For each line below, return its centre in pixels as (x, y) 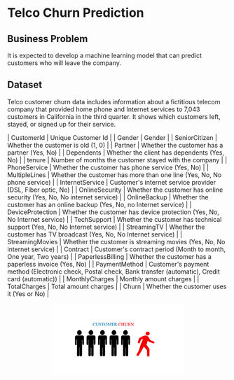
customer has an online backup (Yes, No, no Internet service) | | (99, 204)
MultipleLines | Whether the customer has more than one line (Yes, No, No (115, 175)
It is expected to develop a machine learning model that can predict (104, 55)
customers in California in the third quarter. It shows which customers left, (114, 116)
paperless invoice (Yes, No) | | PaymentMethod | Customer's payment (108, 264)
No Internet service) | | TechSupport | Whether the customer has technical (115, 219)
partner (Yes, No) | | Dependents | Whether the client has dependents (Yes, (116, 153)
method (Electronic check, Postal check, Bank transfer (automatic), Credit (114, 272)
